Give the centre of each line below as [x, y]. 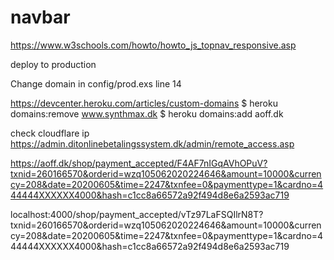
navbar [40, 17]
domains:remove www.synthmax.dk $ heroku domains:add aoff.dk [147, 113]
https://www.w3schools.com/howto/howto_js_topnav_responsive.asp [153, 45]
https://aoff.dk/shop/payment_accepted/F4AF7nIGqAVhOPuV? [139, 163]
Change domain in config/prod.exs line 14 [96, 83]
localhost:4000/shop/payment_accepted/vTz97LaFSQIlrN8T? [137, 214]
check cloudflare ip [50, 133]
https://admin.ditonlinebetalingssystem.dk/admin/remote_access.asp [152, 143]
